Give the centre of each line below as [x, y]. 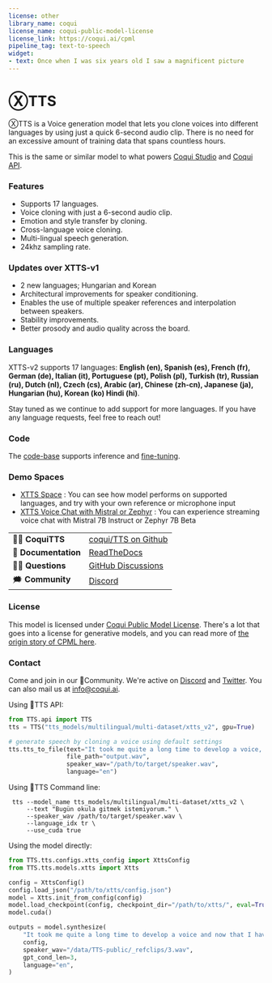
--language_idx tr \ [61, 823]
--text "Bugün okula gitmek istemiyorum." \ [103, 810]
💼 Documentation [47, 553]
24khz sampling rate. [55, 247]
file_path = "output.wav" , [108, 757]
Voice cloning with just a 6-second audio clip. [96, 212]
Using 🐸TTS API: [36, 704]
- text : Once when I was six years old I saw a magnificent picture [126, 62]
